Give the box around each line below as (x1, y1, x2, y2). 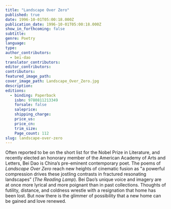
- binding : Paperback (10, 93, 56, 98)
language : (5, 41, 27, 46)
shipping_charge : (14, 112, 52, 117)
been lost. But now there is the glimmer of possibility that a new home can (5, 193, 161, 199)
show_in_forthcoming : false (5, 27, 65, 32)
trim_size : (14, 126, 38, 131)
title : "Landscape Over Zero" (5, 7, 70, 13)
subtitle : (5, 31, 27, 36)
